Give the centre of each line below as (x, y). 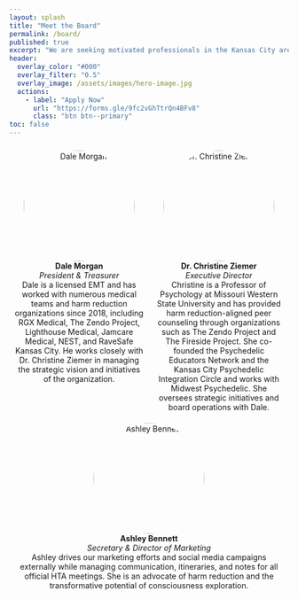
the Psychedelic (235, 350)
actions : (33, 91)
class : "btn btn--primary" (82, 116)
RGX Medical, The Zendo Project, (79, 323)
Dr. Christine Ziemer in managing (79, 360)
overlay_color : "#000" (59, 67)
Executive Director (219, 275)
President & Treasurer (79, 275)
